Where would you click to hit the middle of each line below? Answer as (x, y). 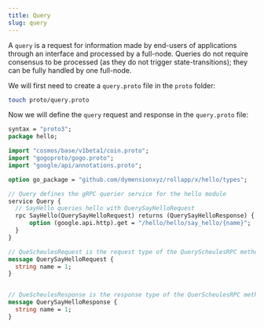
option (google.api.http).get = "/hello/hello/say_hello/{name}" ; (140, 223)
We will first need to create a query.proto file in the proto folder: (112, 85)
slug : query (27, 23)
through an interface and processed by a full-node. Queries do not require (128, 53)
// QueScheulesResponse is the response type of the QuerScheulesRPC (125, 295)
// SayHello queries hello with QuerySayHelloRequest (105, 208)
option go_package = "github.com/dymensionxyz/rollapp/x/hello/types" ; (128, 179)
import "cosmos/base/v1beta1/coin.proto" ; (79, 151)
